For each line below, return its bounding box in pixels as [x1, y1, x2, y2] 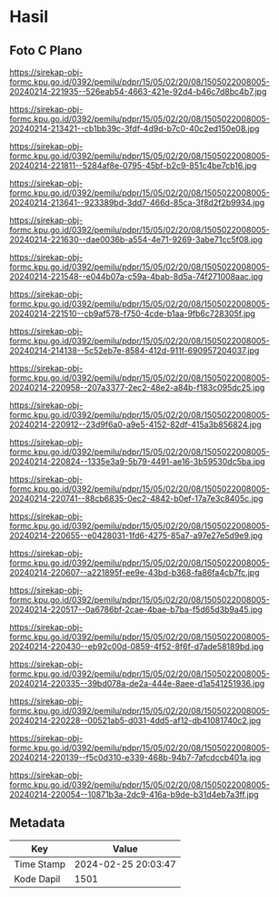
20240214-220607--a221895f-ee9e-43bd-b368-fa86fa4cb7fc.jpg [9, 567, 261, 577]
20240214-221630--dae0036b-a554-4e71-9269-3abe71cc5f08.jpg [9, 234, 264, 245]
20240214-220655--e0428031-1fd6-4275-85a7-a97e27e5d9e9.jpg [9, 530, 264, 541]
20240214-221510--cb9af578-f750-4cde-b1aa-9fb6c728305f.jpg [9, 308, 256, 319]
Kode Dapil [14, 872, 61, 885]
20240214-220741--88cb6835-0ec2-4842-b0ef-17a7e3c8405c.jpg [9, 494, 264, 504]
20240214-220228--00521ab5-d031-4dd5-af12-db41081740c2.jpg [9, 715, 262, 726]
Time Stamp [14, 858, 66, 871]
